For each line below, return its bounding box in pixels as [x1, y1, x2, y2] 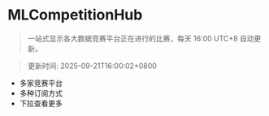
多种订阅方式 [19, 88, 63, 98]
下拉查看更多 [19, 98, 63, 108]
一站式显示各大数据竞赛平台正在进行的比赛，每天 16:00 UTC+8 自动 [27, 33, 254, 43]
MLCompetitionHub [7, 6, 143, 24]
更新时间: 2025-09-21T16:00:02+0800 [27, 61, 158, 71]
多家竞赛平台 [19, 78, 63, 88]
